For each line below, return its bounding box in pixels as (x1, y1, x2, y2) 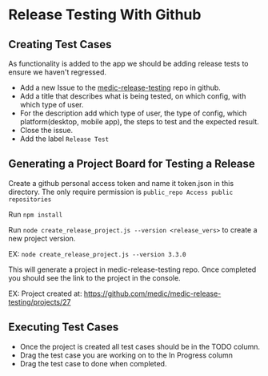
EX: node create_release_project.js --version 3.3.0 (8, 249, 186, 258)
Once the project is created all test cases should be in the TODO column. (19, 342, 261, 351)
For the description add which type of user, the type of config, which (19, 108, 247, 118)
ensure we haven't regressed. (8, 67, 106, 77)
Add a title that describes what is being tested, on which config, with (19, 91, 246, 101)
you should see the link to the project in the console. (8, 273, 182, 282)
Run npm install (8, 209, 63, 219)
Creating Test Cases (8, 38, 112, 51)
